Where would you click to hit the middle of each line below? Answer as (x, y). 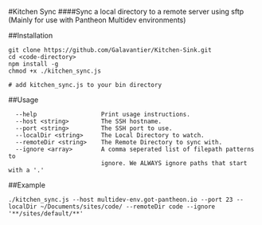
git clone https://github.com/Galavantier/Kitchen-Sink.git (110, 50)
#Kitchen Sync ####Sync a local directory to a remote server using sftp (126, 12)
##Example (27, 185)
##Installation (31, 36)
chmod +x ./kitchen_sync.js (55, 71)
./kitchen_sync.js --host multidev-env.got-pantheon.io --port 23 (121, 199)
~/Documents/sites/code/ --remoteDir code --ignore (128, 207)
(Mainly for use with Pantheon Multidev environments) (97, 20)
